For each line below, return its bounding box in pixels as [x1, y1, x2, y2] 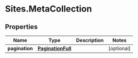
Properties [5, 23, 38, 31]
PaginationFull [37, 45, 71, 52]
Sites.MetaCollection [5, 3, 92, 14]
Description [76, 37, 104, 43]
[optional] [108, 45, 131, 52]
